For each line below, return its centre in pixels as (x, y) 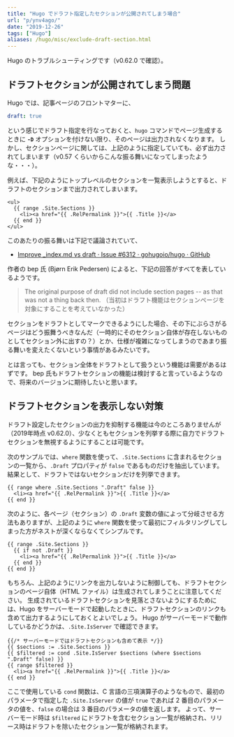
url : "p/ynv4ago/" (34, 20)
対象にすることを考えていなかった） (76, 308)
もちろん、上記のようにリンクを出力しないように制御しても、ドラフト (108, 582)
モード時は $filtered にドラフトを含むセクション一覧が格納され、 (115, 717)
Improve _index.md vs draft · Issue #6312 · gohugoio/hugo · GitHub (114, 254)
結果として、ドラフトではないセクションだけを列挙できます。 (95, 474)
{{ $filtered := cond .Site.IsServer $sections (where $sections (104, 653)
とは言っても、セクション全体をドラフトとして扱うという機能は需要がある (114, 364)
